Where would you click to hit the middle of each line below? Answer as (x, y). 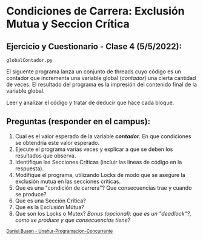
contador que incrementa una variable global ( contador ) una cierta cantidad (101, 78)
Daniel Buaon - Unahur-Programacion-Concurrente (60, 231)
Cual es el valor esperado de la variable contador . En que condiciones (103, 136)
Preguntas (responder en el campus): (78, 122)
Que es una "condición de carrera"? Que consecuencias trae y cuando (103, 188)
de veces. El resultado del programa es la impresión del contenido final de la (101, 84)
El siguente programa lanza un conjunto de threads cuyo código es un (94, 72)
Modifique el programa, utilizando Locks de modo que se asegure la (100, 175)
